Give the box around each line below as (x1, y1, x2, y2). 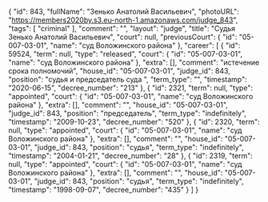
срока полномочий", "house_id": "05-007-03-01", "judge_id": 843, (8, 66, 230, 75)
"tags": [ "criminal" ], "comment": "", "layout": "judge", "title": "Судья (8, 24, 236, 33)
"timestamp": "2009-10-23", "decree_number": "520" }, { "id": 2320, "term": (8, 117, 260, 126)
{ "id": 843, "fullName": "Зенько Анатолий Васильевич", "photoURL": (8, 7, 239, 16)
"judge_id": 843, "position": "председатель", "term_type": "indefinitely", (8, 109, 246, 118)
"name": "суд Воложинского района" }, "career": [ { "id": (50, 41, 241, 50)
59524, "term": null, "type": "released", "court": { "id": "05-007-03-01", (8, 50, 242, 58)
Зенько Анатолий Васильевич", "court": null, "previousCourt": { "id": (8, 32, 238, 42)
